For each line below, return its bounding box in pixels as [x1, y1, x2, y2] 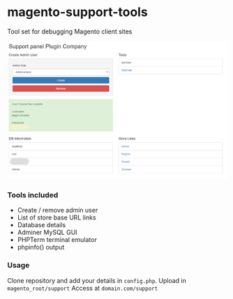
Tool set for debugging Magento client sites [7, 27, 133, 36]
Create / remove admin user [17, 206, 98, 215]
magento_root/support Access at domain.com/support [7, 284, 158, 292]
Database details [17, 221, 66, 229]
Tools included [7, 190, 59, 200]
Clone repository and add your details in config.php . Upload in [7, 276, 186, 284]
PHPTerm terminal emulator [17, 236, 98, 244]
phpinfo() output [17, 243, 65, 252]
